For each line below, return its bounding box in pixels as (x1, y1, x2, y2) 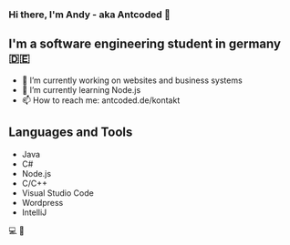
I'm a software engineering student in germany (8, 36, 282, 52)
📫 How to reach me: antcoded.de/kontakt (21, 95, 181, 106)
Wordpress (21, 197, 64, 208)
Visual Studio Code (21, 187, 95, 199)
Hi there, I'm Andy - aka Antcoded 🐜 (8, 8, 171, 21)
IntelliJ (21, 207, 47, 218)
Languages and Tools (8, 125, 133, 140)
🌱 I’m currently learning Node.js (21, 84, 141, 95)
